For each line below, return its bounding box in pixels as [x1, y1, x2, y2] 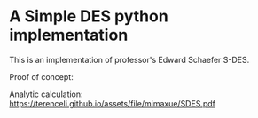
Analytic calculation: [9, 89, 83, 99]
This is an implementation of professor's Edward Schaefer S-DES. [9, 54, 250, 65]
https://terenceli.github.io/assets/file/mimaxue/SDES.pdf [9, 98, 215, 108]
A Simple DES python [9, 6, 168, 27]
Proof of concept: [9, 71, 74, 82]
